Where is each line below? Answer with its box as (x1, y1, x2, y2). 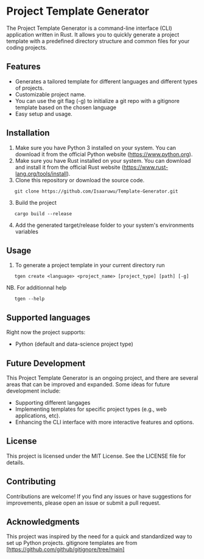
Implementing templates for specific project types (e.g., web (15, 405, 167, 413)
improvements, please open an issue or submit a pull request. (6, 499, 161, 507)
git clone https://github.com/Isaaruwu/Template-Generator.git (14, 188, 178, 194)
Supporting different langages (15, 399, 91, 406)
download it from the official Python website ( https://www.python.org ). (15, 151, 193, 158)
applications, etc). (15, 412, 61, 419)
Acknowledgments (6, 517, 80, 527)
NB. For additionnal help (6, 284, 67, 291)
